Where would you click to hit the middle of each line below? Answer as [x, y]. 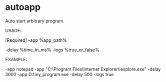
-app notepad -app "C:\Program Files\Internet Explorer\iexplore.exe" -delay [83, 69]
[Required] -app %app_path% [36, 40]
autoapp [23, 7]
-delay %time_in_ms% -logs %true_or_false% [52, 50]
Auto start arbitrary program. [35, 21]
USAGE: [13, 30]
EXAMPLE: [16, 59]
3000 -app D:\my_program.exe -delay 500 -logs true [59, 74]
